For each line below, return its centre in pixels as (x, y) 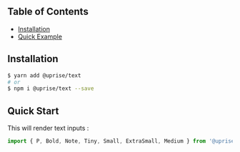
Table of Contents (48, 12)
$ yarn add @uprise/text (44, 75)
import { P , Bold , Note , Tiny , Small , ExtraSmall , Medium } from (106, 141)
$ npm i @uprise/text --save (51, 88)
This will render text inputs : (48, 128)
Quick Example (40, 36)
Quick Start (33, 111)
